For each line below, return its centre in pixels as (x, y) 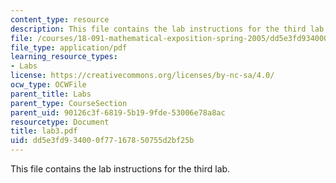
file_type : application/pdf (69, 47)
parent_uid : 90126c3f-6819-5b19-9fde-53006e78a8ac (118, 112)
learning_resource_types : (64, 57)
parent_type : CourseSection (69, 103)
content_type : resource (60, 19)
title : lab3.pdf (44, 131)
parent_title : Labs (51, 94)
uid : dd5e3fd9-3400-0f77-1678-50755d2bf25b (102, 141)
